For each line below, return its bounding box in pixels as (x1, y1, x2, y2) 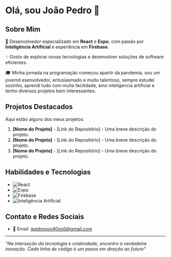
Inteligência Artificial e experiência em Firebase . (5, 44, 109, 50)
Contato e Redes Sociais (5, 213, 84, 221)
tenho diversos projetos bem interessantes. (5, 88, 96, 94)
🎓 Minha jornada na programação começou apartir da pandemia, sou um (5, 70, 160, 75)
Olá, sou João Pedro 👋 (5, 5, 100, 16)
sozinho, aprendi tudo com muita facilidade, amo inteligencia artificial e (5, 83, 155, 88)
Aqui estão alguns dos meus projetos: (5, 116, 85, 122)
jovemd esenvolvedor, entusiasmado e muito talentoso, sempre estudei (5, 77, 155, 83)
